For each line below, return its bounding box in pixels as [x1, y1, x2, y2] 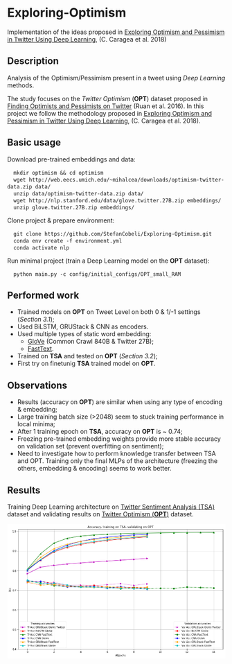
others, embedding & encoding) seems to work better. [17, 464, 172, 473]
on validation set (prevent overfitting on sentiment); [17, 442, 164, 451]
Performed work [7, 289, 80, 301]
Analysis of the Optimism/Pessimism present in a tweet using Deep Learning [7, 73, 226, 82]
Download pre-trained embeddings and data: [7, 155, 136, 164]
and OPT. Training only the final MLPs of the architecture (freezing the [17, 457, 218, 465]
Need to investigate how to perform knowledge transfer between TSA [17, 449, 217, 458]
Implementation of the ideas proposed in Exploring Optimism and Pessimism [7, 28, 225, 36]
